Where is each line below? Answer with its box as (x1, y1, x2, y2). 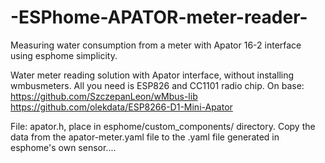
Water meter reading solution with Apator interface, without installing (10, 69, 295, 81)
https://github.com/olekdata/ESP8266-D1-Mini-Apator (10, 101, 233, 113)
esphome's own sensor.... (10, 141, 117, 153)
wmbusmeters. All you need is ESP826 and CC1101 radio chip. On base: (10, 79, 305, 91)
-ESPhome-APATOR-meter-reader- (10, 6, 308, 29)
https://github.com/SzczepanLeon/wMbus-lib (10, 90, 198, 102)
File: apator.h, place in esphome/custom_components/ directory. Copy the (10, 120, 316, 132)
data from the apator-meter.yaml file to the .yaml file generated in (10, 131, 280, 143)
